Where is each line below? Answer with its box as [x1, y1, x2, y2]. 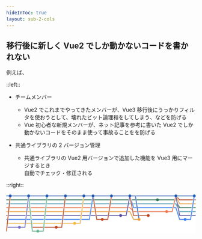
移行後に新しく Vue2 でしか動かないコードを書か [6, 40, 189, 51]
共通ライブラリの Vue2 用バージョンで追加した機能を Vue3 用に [23, 154, 183, 162]
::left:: [6, 81, 20, 88]
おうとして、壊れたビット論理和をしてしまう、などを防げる [40, 114, 188, 121]
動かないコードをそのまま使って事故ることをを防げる [23, 129, 156, 136]
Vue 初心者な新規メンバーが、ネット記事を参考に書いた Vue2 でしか [23, 121, 194, 129]
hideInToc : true [6, 10, 47, 16]
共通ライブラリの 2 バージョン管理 [14, 141, 100, 149]
